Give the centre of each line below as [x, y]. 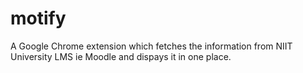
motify [38, 18]
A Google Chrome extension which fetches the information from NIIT [151, 46]
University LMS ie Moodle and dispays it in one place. [121, 56]
